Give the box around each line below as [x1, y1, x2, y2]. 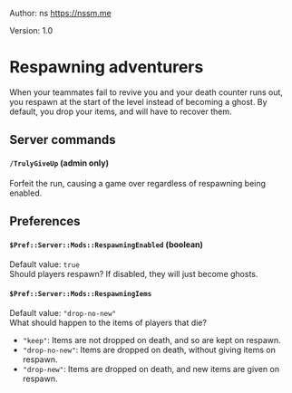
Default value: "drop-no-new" [9, 308, 117, 319]
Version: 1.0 [9, 25, 54, 35]
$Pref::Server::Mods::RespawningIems [9, 289, 152, 298]
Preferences [9, 213, 81, 229]
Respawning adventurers [9, 57, 204, 78]
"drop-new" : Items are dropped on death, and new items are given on [22, 364, 279, 375]
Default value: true [9, 259, 80, 270]
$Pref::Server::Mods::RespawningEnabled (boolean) [9, 239, 204, 250]
